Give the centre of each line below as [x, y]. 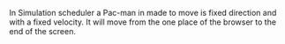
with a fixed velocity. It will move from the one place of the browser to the [142, 22]
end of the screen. [43, 31]
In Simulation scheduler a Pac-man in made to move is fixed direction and [143, 13]
